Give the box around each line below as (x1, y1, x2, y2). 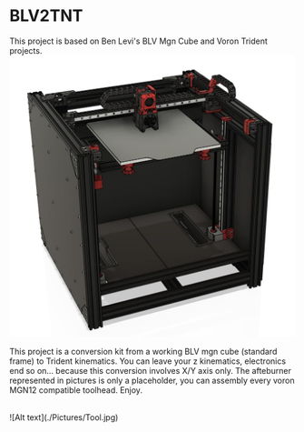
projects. (9, 45, 43, 55)
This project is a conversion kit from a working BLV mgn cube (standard (9, 346, 278, 357)
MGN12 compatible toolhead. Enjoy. (9, 384, 143, 396)
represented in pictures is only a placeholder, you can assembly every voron (9, 375, 295, 386)
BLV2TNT (9, 5, 83, 26)
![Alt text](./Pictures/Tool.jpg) (9, 411, 119, 423)
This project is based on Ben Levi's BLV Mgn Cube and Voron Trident (9, 35, 268, 46)
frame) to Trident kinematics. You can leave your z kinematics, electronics (9, 356, 287, 367)
